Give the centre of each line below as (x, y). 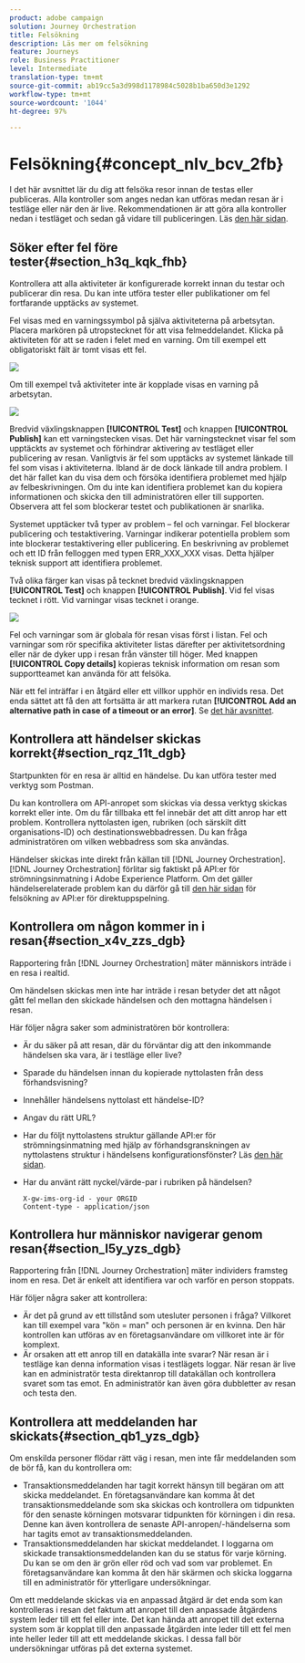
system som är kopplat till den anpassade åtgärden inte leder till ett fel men (150, 1629)
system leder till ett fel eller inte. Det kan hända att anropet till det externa (147, 1619)
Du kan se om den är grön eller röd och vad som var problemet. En (147, 1563)
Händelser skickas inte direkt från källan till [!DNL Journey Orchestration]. (147, 859)
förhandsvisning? (55, 1082)
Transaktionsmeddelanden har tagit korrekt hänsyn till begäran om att (153, 1486)
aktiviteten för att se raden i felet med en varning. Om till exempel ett (138, 340)
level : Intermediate (49, 69)
